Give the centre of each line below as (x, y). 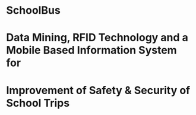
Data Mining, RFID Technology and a (97, 38)
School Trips (38, 103)
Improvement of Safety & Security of (98, 90)
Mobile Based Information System (91, 50)
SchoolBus (33, 10)
